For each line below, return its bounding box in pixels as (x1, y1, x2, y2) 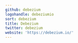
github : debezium (5, 7, 41, 12)
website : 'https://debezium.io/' (5, 30, 74, 35)
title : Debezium (5, 21, 39, 26)
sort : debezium (5, 16, 37, 21)
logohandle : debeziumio (5, 12, 54, 17)
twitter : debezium (5, 26, 43, 31)
